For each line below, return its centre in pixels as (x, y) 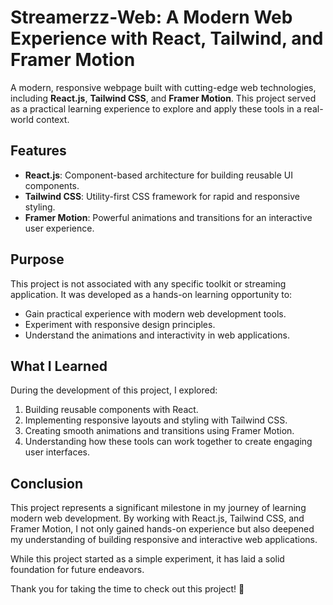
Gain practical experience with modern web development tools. (155, 313)
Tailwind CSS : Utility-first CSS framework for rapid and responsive (162, 196)
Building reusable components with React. (111, 410)
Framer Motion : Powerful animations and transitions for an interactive (168, 217)
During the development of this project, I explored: (114, 390)
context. (52, 119)
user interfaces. (57, 452)
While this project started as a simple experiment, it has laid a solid (147, 559)
